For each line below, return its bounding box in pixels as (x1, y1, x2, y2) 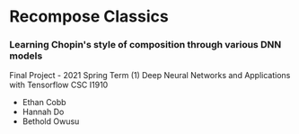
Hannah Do (22, 106, 65, 118)
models (9, 49, 43, 62)
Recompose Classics (9, 6, 169, 27)
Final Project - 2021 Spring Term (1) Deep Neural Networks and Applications (9, 70, 291, 81)
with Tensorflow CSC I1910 (9, 79, 109, 91)
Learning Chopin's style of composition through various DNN (9, 39, 282, 51)
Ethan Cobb (22, 97, 66, 108)
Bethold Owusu (22, 116, 80, 127)
